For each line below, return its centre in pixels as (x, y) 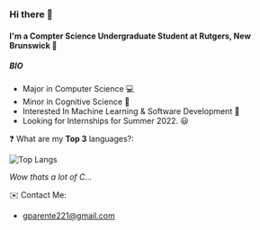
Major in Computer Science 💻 (78, 89)
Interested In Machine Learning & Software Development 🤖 (131, 111)
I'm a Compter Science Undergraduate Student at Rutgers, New (130, 36)
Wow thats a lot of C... (51, 177)
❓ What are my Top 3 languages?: (72, 139)
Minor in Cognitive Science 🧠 (76, 102)
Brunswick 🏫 (33, 45)
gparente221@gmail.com (68, 216)
